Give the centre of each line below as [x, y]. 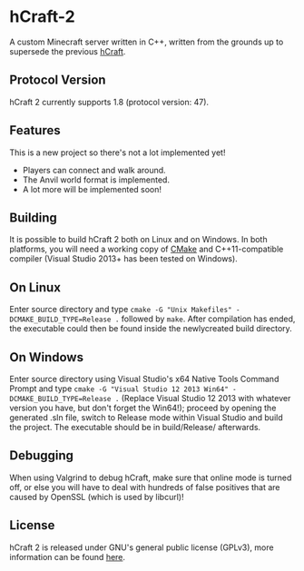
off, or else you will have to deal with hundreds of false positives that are [145, 487]
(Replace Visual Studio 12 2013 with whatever [206, 398]
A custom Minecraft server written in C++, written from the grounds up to [147, 42]
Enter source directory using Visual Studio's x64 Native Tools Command [144, 379]
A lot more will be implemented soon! [92, 189]
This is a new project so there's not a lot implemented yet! [118, 153]
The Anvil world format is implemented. [96, 180]
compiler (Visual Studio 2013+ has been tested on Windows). [123, 259]
